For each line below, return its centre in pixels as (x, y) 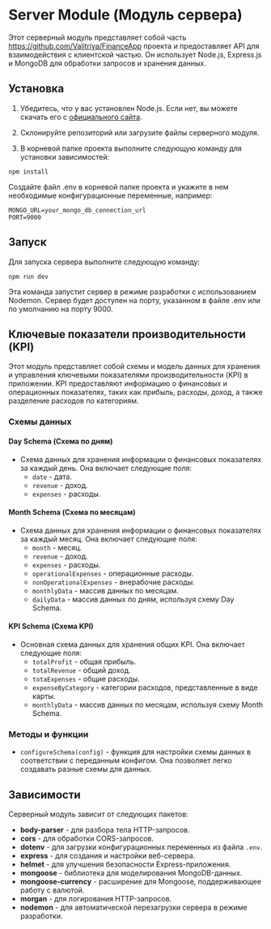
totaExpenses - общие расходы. (86, 679)
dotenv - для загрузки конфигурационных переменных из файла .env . (141, 847)
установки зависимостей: (65, 156)
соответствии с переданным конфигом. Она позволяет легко (126, 760)
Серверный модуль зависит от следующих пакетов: (98, 814)
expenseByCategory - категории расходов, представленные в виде (145, 687)
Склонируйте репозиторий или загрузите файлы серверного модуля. (140, 132)
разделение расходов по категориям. (74, 401)
